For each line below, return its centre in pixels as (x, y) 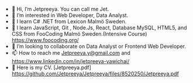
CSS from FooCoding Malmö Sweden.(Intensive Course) (79, 34)
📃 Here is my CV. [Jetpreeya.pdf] (51, 68)
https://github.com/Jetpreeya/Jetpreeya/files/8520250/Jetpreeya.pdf (95, 74)
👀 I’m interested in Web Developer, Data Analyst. (70, 15)
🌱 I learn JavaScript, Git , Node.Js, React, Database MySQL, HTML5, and (99, 27)
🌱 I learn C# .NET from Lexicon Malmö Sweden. (69, 21)
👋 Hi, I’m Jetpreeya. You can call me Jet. (60, 9)
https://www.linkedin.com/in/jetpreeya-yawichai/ (70, 61)
